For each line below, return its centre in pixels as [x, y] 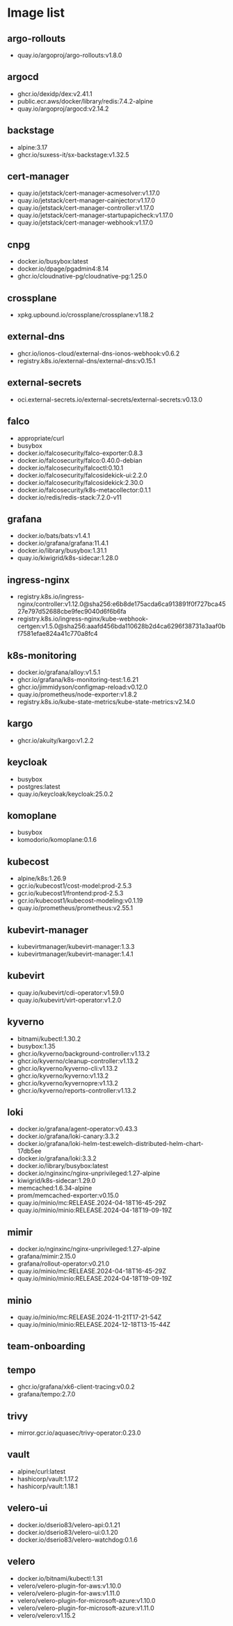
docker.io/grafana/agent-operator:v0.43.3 [77, 1129]
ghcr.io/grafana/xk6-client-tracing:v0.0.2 [76, 1387]
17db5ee [29, 1151]
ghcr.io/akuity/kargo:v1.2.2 [55, 740]
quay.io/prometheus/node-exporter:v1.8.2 [77, 694]
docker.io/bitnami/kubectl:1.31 [60, 1578]
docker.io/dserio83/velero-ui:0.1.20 [67, 1532]
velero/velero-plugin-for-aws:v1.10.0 [69, 1586]
